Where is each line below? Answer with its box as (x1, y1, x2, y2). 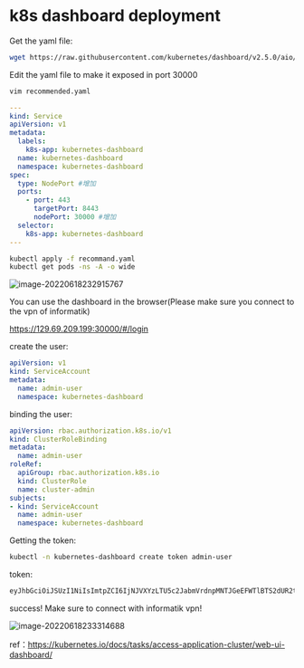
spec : (9, 170, 30, 179)
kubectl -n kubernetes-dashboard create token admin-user (9, 553, 233, 562)
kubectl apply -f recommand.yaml (9, 254, 136, 263)
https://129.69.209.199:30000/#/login (9, 323, 149, 335)
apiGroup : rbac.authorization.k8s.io (17, 468, 160, 478)
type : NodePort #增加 (17, 178, 97, 188)
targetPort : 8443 (33, 205, 100, 214)
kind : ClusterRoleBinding (9, 434, 107, 444)
